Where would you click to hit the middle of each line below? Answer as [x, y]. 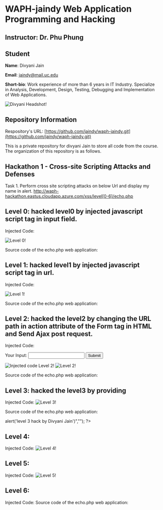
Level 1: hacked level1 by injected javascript [72, 265]
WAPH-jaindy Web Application [68, 9]
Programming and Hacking [60, 19]
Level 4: [18, 437]
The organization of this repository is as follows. [53, 151]
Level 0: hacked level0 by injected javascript [74, 211]
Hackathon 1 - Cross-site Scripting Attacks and [78, 167]
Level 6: [18, 491]
